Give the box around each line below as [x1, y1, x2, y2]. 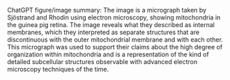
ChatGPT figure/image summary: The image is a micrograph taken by [7, 6, 207, 14]
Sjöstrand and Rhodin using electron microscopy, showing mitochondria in [7, 13, 221, 22]
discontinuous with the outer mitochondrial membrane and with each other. [7, 35, 223, 44]
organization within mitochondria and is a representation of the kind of [7, 50, 209, 58]
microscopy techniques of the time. [7, 65, 109, 73]
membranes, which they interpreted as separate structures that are [7, 28, 200, 36]
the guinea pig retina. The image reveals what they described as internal [7, 21, 215, 29]
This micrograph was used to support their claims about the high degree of [7, 43, 223, 51]
